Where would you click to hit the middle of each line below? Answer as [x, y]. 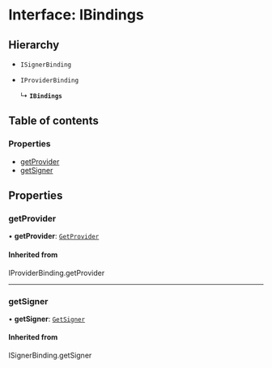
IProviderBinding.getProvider [57, 273]
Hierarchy [34, 45]
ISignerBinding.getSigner [50, 355]
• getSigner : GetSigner [47, 319]
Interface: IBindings [76, 15]
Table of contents [53, 121]
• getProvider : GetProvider [54, 236]
